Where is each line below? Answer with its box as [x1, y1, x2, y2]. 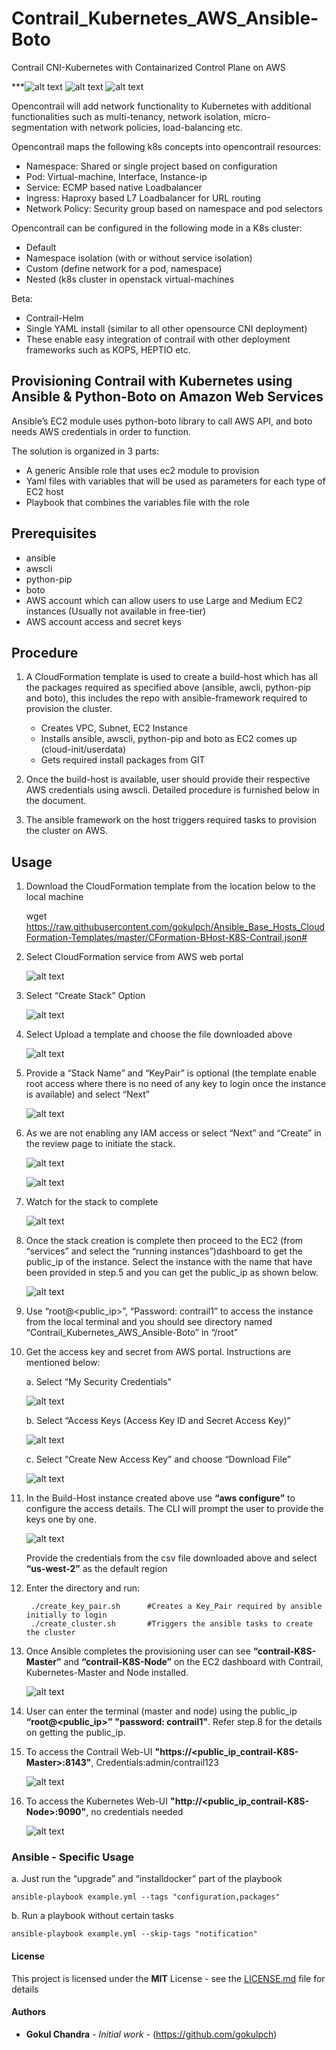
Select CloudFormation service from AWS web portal [25, 951, 244, 963]
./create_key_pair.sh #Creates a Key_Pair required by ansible [30, 1602, 323, 1612]
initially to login [25, 1610, 108, 1621]
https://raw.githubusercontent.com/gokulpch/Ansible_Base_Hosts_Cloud [25, 921, 326, 933]
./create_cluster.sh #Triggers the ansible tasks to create [30, 1619, 313, 1629]
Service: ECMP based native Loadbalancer [25, 181, 203, 193]
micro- [243, 110, 271, 122]
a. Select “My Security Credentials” [25, 1376, 172, 1388]
